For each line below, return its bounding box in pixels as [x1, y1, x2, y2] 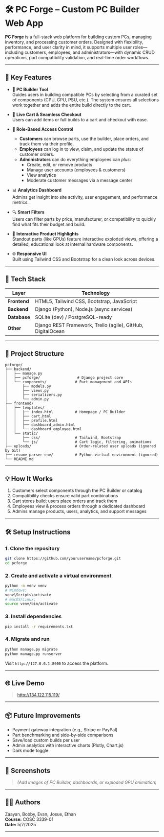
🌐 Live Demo [5, 679, 45, 687]
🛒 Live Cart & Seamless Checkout [12, 111, 82, 117]
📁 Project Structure [5, 349, 64, 358]
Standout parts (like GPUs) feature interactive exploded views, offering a [12, 236, 159, 242]
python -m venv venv [5, 583, 47, 588]
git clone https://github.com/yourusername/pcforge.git [5, 556, 121, 561]
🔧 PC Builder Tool [12, 86, 48, 92]
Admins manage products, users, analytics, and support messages [12, 509, 147, 514]
